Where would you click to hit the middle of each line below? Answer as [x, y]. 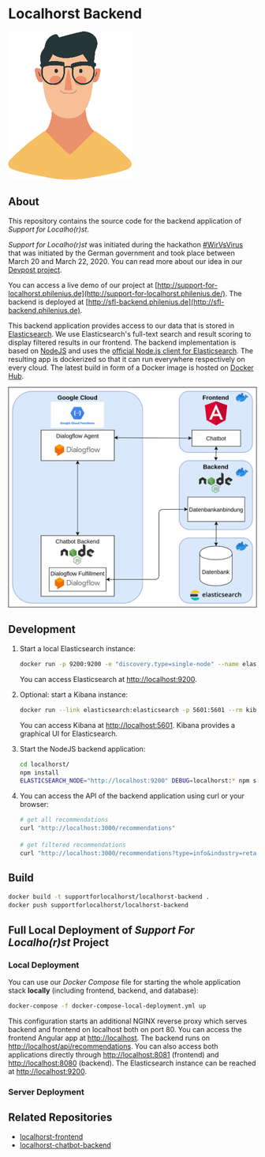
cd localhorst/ [45, 764]
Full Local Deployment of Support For [101, 930]
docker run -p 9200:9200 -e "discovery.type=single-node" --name [129, 664]
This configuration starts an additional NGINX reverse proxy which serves [128, 1021]
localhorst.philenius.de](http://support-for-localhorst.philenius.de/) [117, 293]
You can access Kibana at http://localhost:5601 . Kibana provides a [127, 725]
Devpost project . [35, 269]
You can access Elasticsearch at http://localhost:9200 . [108, 679]
